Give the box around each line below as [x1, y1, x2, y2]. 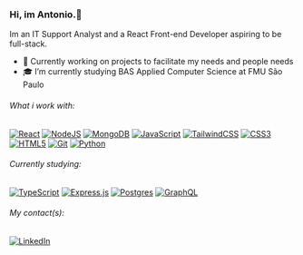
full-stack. [9, 38, 48, 49]
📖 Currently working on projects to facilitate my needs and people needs [22, 56, 294, 67]
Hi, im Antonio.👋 [9, 8, 83, 21]
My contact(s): [9, 208, 65, 219]
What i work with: [9, 100, 75, 111]
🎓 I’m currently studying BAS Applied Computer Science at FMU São [22, 66, 283, 77]
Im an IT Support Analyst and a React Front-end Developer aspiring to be [9, 29, 282, 40]
